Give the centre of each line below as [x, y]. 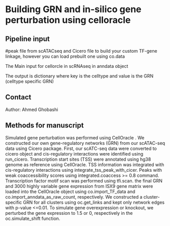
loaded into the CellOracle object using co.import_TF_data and [70, 192]
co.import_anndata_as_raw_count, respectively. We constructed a [74, 197]
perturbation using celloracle [68, 20]
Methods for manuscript [44, 125]
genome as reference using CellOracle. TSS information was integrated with [85, 164]
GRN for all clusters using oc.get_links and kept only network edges [94, 202]
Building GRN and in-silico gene [73, 9]
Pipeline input [27, 39]
